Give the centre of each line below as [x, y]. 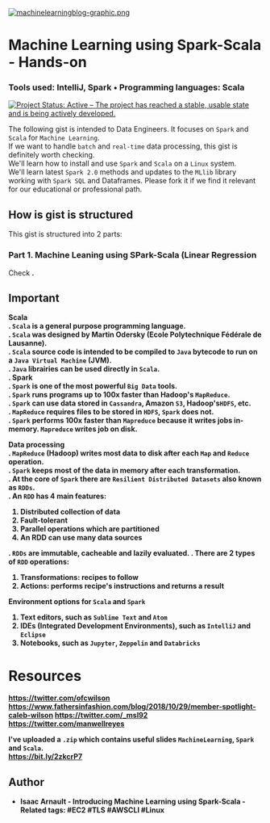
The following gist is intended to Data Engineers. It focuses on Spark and [129, 129]
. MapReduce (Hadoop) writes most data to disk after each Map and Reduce [129, 453]
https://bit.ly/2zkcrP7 [46, 757]
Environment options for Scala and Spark [77, 602]
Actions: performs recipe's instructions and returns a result [122, 586]
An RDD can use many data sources [81, 538]
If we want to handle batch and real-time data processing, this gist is [123, 146]
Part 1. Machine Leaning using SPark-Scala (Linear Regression [133, 255]
